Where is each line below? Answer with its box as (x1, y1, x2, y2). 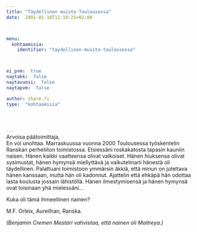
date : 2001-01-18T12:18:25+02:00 (6, 14, 93, 20)
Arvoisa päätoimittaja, (6, 133, 60, 141)
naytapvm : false (6, 85, 50, 91)
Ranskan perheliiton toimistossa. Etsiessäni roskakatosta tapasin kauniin (6, 146, 185, 153)
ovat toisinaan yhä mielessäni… (6, 184, 84, 192)
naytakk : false (6, 74, 47, 80)
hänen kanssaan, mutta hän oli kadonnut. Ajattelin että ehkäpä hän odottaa (6, 171, 191, 179)
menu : (6, 35, 20, 42)
